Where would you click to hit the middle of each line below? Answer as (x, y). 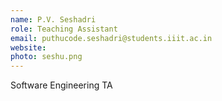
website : (28, 47)
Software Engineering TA (61, 85)
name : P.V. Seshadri (53, 19)
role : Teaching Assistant (64, 29)
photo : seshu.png (46, 57)
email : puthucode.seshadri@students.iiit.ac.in (111, 38)
